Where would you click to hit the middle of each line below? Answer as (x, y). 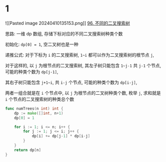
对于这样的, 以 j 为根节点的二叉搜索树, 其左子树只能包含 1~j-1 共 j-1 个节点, (83, 65)
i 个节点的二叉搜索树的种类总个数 (40, 99)
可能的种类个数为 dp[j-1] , (32, 72)
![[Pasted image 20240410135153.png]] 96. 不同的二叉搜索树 (68, 23)
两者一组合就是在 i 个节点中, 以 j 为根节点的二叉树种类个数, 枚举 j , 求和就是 (83, 93)
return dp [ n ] (28, 150)
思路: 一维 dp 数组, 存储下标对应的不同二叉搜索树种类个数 (64, 33)
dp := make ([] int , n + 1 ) (39, 113)
